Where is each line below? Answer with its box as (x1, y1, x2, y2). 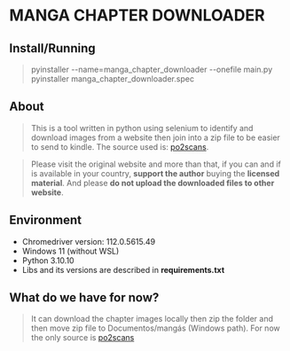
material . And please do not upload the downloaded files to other (30, 177, 275, 188)
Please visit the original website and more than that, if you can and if (30, 159, 281, 169)
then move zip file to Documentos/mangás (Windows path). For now (30, 323, 281, 333)
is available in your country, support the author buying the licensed (30, 168, 280, 178)
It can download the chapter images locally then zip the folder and (30, 314, 273, 324)
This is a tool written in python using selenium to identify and (30, 122, 254, 133)
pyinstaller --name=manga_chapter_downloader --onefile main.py (30, 64, 273, 74)
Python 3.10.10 (21, 254, 74, 266)
